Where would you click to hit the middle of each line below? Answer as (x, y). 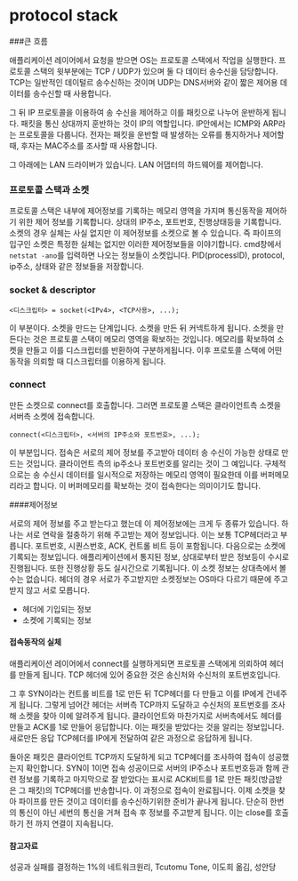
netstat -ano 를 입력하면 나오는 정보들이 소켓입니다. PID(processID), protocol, (147, 255)
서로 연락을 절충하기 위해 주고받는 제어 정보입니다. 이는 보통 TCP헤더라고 (152, 534)
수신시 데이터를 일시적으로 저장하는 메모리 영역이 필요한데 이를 (150, 474)
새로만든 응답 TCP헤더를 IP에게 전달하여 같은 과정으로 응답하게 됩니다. (131, 738)
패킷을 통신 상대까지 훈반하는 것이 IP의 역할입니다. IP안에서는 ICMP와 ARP (149, 123)
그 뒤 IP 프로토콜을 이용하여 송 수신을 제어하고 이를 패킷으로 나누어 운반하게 (140, 112)
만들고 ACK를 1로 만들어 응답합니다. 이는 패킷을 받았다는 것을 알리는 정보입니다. (147, 727)
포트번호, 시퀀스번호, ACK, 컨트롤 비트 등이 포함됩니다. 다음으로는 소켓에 (161, 545)
